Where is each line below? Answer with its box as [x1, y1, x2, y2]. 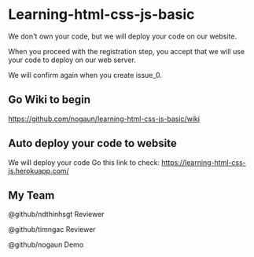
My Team [8, 189, 55, 202]
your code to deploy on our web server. [8, 55, 136, 64]
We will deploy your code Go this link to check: [8, 157, 160, 167]
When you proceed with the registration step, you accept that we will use [8, 46, 245, 56]
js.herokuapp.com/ [8, 166, 69, 175]
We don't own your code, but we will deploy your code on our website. [8, 31, 237, 41]
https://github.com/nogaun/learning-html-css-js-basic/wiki [8, 114, 201, 123]
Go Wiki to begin [8, 93, 91, 107]
